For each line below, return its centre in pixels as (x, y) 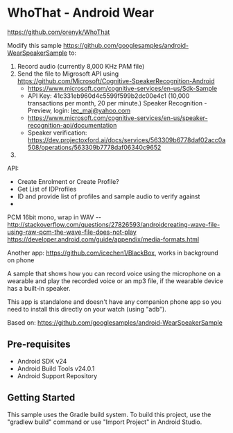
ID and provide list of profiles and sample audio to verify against (109, 196)
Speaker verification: (57, 133)
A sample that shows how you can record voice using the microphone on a (114, 273)
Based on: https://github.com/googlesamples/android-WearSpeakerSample (115, 322)
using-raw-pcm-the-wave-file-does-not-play (72, 232)
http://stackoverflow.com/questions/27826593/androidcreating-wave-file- (114, 224)
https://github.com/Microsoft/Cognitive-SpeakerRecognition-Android (116, 80)
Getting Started (41, 398)
